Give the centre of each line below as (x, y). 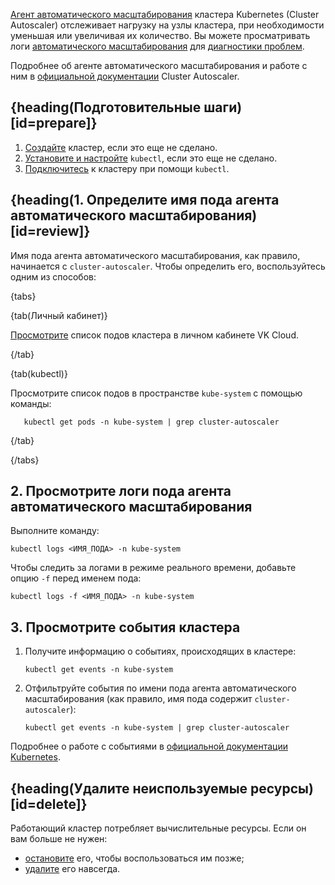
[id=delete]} (49, 804)
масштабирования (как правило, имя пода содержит (138, 699)
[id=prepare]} (54, 123)
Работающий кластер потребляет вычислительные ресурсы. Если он (158, 828)
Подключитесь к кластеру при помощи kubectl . (127, 168)
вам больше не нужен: (59, 839)
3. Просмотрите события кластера (125, 627)
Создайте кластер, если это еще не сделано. (121, 147)
